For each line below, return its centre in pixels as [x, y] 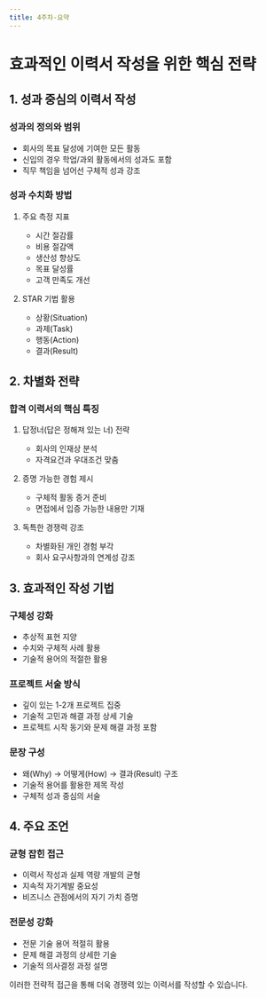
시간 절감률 [54, 235]
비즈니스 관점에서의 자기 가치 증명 [80, 897]
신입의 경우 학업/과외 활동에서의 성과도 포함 [97, 159]
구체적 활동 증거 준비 [71, 497]
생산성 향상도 [58, 257]
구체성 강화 [31, 615]
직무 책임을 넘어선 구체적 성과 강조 [81, 170]
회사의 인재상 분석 [66, 448]
